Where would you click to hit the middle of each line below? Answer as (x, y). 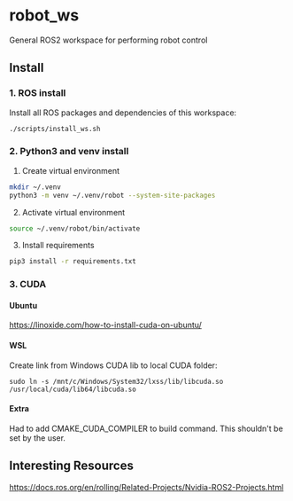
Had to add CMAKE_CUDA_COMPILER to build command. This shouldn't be (146, 428)
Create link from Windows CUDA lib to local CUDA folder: (113, 365)
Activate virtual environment (73, 212)
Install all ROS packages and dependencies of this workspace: (123, 113)
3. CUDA (28, 285)
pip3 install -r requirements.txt (73, 262)
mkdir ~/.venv (35, 187)
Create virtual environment (71, 170)
